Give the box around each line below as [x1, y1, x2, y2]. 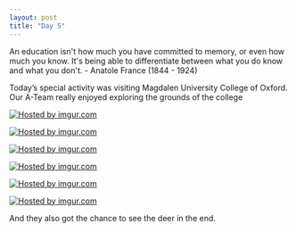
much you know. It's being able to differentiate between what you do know [9, 55, 284, 66]
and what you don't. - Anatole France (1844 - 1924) [9, 64, 198, 76]
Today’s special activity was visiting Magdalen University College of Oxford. [9, 82, 288, 93]
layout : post [9, 12, 58, 22]
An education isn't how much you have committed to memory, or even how [9, 46, 285, 56]
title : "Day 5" [9, 21, 66, 30]
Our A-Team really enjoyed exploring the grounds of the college [9, 91, 243, 103]
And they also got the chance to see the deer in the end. [9, 212, 217, 223]
